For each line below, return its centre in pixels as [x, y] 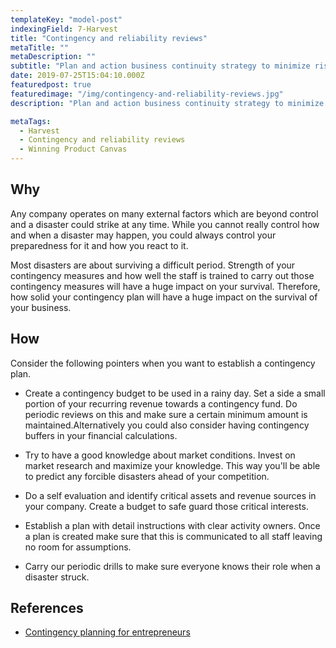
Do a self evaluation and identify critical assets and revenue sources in [170, 495]
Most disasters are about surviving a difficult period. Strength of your [153, 265]
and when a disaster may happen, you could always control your [143, 235]
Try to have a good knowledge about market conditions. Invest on [160, 455]
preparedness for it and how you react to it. [99, 245]
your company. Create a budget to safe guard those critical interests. [166, 506]
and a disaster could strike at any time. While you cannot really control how [165, 224]
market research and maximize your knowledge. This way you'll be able [172, 465]
